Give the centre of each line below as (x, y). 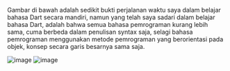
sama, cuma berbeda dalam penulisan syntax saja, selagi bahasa (100, 32)
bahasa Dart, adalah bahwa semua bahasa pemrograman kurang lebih (108, 24)
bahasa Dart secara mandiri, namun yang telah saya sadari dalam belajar (111, 17)
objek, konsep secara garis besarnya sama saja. (76, 47)
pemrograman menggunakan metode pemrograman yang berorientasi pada (115, 39)
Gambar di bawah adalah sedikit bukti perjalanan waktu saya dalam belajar (114, 10)
